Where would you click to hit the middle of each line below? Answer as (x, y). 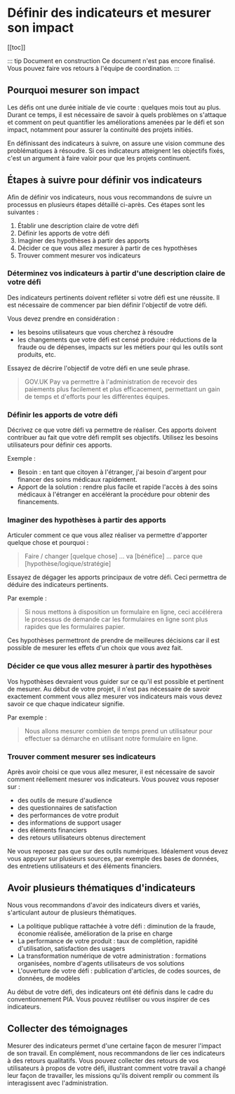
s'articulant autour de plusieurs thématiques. (72, 912)
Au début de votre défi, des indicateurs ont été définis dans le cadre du (110, 992)
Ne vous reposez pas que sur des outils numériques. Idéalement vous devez (118, 851)
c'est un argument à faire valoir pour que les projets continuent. (99, 158)
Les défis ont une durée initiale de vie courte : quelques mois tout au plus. (114, 107)
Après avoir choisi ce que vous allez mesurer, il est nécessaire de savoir (111, 772)
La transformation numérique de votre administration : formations (112, 956)
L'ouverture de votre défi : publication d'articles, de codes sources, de (119, 971)
